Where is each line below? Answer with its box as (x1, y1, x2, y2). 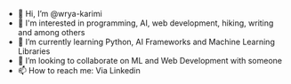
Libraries (17, 46, 51, 57)
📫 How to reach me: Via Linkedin (17, 65, 141, 75)
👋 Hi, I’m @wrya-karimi (17, 9, 102, 19)
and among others (17, 27, 85, 37)
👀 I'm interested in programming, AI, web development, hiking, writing (17, 18, 274, 28)
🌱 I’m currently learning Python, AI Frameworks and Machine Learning (17, 36, 276, 47)
